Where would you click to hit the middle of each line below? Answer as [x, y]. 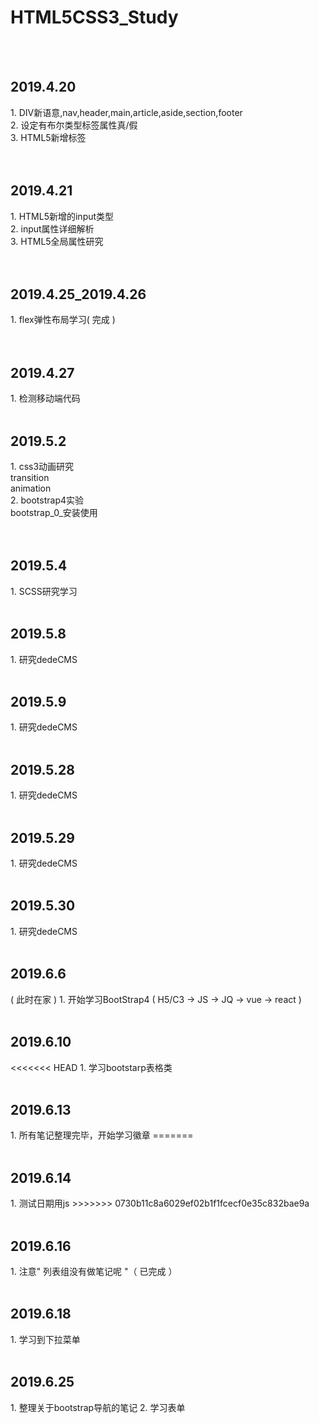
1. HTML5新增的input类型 [62, 216]
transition [30, 477]
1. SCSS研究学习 [44, 591]
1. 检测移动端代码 [45, 398]
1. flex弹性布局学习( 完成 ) [63, 320]
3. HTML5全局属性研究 [57, 241]
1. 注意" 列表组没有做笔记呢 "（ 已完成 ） [94, 1271]
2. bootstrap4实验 [47, 500]
